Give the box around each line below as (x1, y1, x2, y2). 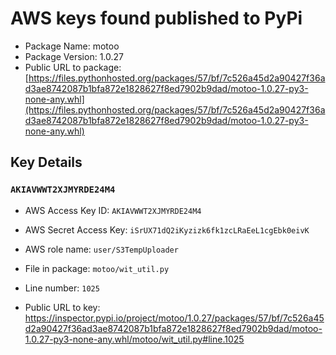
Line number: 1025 (24, 282, 100, 294)
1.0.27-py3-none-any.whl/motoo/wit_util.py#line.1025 (24, 333, 245, 345)
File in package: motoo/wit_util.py (24, 262, 170, 274)
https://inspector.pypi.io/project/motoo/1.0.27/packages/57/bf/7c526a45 (24, 312, 325, 324)
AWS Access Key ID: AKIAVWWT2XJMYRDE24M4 (24, 204, 202, 216)
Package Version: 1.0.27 (24, 50, 124, 62)
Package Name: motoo (24, 40, 120, 52)
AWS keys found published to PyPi (10, 7, 303, 30)
